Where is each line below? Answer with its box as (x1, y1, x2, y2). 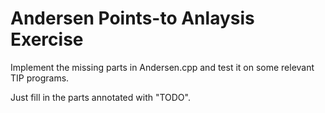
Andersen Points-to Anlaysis (10, 7, 255, 30)
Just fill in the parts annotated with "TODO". (10, 91, 191, 103)
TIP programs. (10, 72, 70, 84)
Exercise (10, 28, 84, 51)
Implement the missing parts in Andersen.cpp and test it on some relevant (10, 61, 315, 73)
